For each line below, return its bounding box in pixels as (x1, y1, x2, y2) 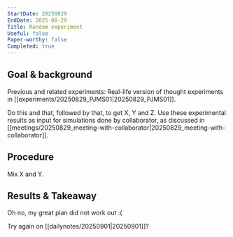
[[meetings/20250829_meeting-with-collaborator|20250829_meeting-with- (7, 123, 226, 132)
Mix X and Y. (7, 170, 44, 178)
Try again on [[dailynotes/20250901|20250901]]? (7, 222, 149, 231)
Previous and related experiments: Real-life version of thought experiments (7, 87, 224, 95)
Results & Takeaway (7, 190, 97, 202)
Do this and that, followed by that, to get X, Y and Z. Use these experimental (7, 108, 226, 116)
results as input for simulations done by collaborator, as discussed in (7, 116, 205, 124)
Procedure (7, 151, 55, 163)
